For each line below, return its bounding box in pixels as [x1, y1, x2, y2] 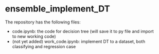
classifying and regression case [12, 43, 76, 49]
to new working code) [12, 33, 56, 39]
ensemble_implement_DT [5, 3, 110, 14]
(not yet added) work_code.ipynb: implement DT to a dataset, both [12, 38, 145, 44]
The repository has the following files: [5, 19, 81, 25]
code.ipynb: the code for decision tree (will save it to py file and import [12, 28, 154, 34]
